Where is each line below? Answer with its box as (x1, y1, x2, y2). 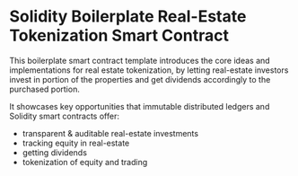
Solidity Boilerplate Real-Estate (9, 6, 247, 27)
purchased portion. (9, 84, 81, 94)
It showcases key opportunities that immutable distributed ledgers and (9, 101, 270, 111)
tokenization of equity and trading (22, 156, 148, 167)
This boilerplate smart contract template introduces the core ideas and (9, 55, 271, 66)
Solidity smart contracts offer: (9, 110, 119, 121)
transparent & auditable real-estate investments (22, 128, 199, 138)
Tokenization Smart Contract (9, 25, 229, 46)
